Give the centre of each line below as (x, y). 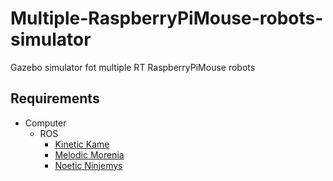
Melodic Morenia (89, 154)
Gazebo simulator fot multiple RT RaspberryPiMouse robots (133, 67)
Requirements (55, 98)
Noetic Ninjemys (88, 165)
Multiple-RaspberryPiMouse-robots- (167, 18)
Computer (45, 123)
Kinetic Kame (82, 144)
